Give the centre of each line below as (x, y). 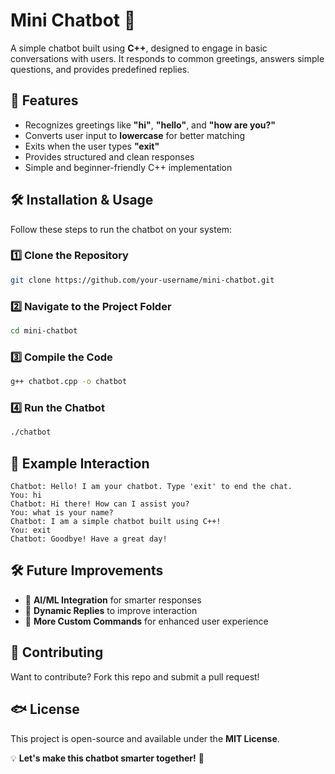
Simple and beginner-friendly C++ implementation (128, 167)
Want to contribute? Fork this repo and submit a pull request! (135, 676)
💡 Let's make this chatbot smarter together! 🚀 (107, 758)
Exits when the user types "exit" (92, 146)
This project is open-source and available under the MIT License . (145, 738)
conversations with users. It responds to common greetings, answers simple (167, 58)
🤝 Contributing (57, 652)
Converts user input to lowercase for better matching (135, 135)
